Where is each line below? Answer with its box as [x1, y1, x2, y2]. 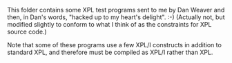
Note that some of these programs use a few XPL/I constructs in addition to [7, 41, 222, 49]
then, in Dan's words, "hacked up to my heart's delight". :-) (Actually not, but [7, 13, 225, 21]
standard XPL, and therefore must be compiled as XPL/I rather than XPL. [7, 48, 213, 56]
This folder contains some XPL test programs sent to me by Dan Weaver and [7, 6, 225, 14]
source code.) [7, 27, 47, 36]
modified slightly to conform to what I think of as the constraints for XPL [7, 21, 212, 28]
